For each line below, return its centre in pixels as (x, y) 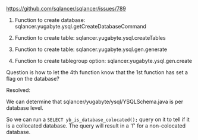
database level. (25, 108)
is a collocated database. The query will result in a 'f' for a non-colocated (96, 126)
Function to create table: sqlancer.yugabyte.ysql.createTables (90, 38)
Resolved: (18, 90)
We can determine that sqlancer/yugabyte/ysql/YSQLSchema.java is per (95, 101)
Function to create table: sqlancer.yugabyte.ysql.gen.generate (91, 49)
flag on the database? (33, 79)
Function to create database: (50, 20)
